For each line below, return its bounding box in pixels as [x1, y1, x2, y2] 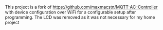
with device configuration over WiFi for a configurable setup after [5, 9, 136, 15]
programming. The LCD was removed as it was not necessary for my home [5, 15, 155, 20]
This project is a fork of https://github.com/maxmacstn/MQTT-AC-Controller [5, 4, 158, 10]
